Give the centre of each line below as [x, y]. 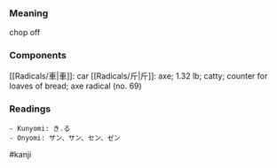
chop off [25, 33]
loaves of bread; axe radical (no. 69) [75, 86]
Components [38, 56]
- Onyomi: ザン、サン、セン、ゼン [65, 138]
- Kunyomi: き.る [40, 128]
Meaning [29, 13]
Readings [30, 109]
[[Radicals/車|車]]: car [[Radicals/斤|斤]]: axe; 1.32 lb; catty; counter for [138, 76]
